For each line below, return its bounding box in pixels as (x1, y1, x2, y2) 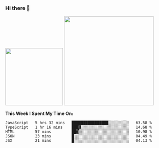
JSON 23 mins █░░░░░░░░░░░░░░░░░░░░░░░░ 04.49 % (5, 134, 152, 139)
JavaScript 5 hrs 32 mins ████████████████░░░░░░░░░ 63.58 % (5, 121, 152, 126)
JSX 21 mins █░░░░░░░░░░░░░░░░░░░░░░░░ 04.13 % (5, 138, 152, 143)
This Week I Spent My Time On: (5, 110, 74, 116)
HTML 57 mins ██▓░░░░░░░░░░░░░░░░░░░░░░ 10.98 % (5, 129, 152, 134)
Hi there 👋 (5, 5, 31, 12)
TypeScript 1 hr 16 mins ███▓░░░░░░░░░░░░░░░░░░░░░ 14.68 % (5, 125, 152, 130)
